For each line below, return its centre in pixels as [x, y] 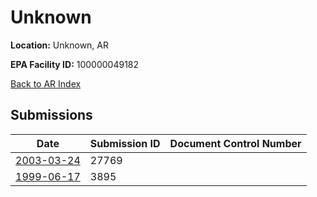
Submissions [51, 115]
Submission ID [125, 143]
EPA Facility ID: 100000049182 [75, 64]
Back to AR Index [46, 83]
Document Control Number [235, 143]
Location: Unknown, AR [59, 45]
